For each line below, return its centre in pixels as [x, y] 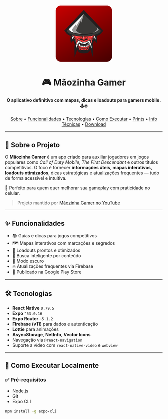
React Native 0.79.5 [33, 308]
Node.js [20, 391]
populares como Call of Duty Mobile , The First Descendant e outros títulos [82, 162]
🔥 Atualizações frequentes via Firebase [53, 266]
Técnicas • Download [84, 124]
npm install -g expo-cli [31, 411]
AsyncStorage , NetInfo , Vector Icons [51, 335]
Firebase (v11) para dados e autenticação [55, 324]
